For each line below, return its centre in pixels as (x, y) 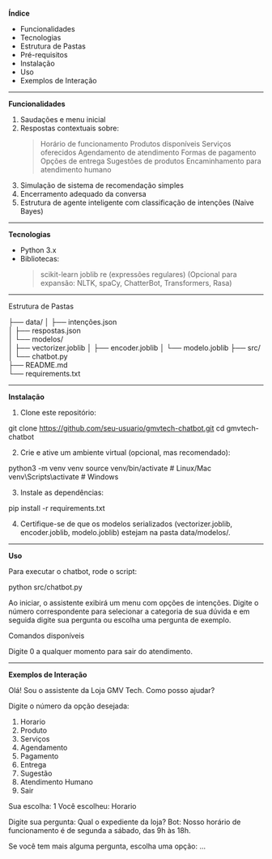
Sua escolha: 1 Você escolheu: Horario (72, 806)
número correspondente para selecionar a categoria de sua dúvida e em (129, 611)
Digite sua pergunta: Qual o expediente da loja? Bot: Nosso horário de (125, 822)
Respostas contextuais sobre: (70, 128)
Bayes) (32, 211)
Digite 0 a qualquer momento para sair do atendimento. (100, 651)
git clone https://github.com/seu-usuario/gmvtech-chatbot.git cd (117, 428)
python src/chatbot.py (45, 587)
